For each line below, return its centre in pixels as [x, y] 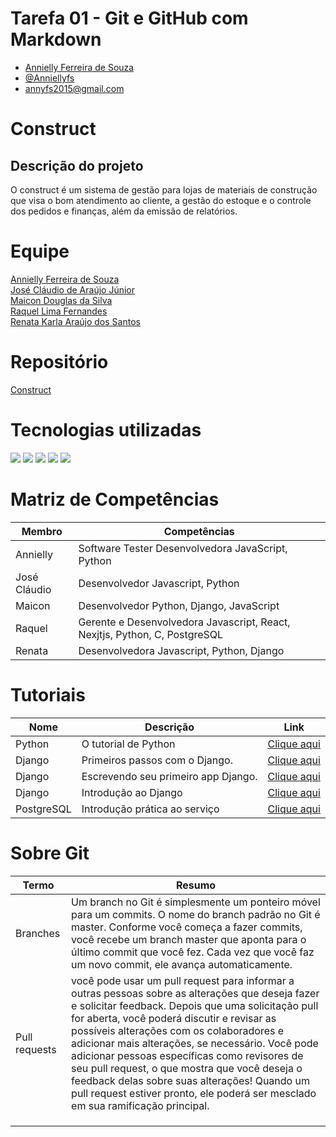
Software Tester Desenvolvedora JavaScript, [183, 548]
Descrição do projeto [77, 165]
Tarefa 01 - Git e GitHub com [129, 18]
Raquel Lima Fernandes [59, 311]
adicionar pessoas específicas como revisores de [187, 1055]
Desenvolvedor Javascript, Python [159, 583]
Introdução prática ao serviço [150, 809]
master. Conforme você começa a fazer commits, [187, 927]
